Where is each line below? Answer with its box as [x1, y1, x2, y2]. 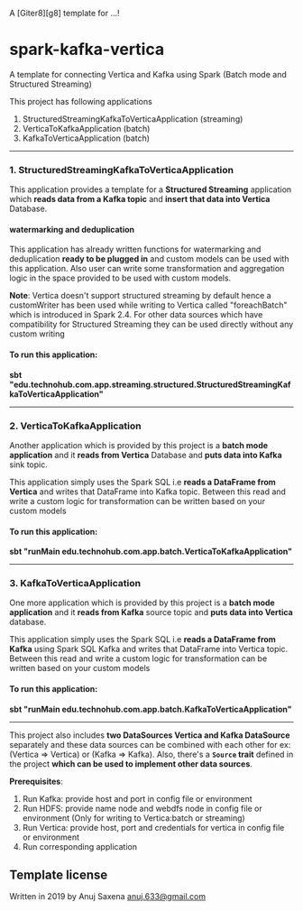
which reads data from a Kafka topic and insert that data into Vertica [9, 194, 271, 205]
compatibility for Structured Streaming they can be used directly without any [9, 319, 294, 330]
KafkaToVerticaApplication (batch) [22, 133, 151, 143]
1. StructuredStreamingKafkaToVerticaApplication [9, 163, 234, 176]
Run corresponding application [22, 841, 138, 851]
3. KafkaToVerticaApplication [9, 577, 142, 590]
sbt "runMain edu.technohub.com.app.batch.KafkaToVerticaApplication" [9, 704, 292, 714]
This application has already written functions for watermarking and [9, 244, 262, 255]
